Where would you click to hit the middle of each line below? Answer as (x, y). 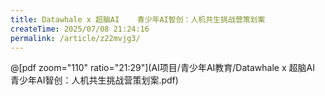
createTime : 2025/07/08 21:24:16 (80, 29)
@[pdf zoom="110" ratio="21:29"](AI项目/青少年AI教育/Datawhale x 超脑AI (162, 68)
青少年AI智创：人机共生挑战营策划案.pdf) (94, 80)
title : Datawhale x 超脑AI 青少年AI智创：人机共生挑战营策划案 (138, 19)
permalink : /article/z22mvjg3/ (75, 38)
